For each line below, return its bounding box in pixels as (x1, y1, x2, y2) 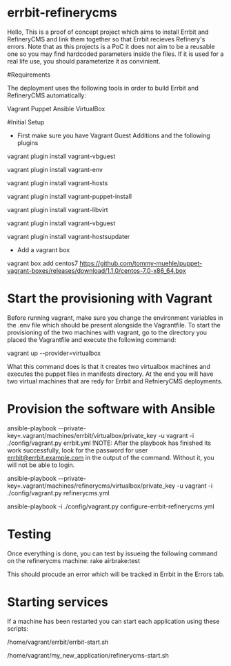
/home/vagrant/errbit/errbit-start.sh (7, 638, 109, 646)
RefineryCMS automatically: (7, 91, 86, 99)
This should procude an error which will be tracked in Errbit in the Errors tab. (7, 570, 225, 578)
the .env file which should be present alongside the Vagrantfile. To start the (7, 321, 221, 329)
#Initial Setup (7, 117, 45, 126)
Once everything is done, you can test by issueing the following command (7, 549, 218, 558)
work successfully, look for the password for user (7, 446, 148, 454)
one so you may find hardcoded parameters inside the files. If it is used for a (7, 50, 224, 58)
